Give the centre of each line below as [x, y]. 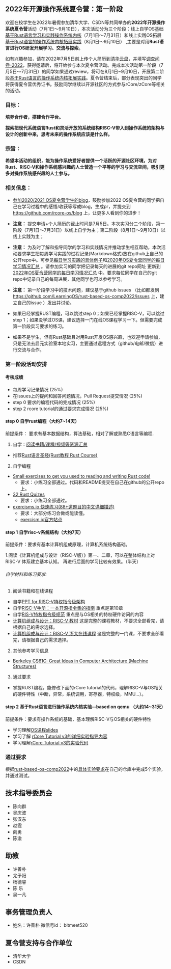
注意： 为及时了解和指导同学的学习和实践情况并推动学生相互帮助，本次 [87, 247]
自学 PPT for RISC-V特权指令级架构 [49, 602]
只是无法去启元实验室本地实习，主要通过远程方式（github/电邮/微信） [85, 343]
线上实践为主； [28, 236]
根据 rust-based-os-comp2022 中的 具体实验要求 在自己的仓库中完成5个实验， [85, 769]
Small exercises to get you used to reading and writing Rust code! [81, 476]
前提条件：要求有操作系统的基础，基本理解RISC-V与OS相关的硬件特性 [78, 719]
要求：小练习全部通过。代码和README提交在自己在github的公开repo [92, 482]
